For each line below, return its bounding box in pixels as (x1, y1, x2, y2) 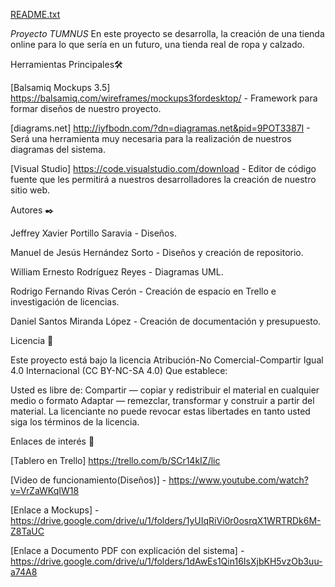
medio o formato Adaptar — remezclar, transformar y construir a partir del (10, 395, 315, 406)
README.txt (10, 9, 61, 20)
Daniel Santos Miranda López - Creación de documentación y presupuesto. (10, 315, 322, 327)
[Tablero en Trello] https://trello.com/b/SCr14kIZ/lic (10, 455, 221, 466)
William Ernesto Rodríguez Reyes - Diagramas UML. (10, 266, 224, 278)
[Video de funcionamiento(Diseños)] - (10, 474, 167, 486)
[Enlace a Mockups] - (10, 504, 100, 516)
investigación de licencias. (10, 296, 120, 308)
